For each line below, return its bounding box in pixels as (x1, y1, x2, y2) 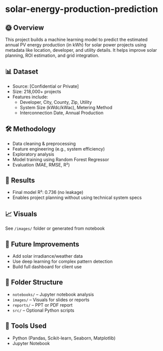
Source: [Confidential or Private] (12, 83, 79, 89)
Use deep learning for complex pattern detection (12, 258, 113, 265)
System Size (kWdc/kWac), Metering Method (19, 104, 113, 110)
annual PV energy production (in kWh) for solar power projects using (5, 42, 147, 48)
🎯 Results (5, 176, 35, 185)
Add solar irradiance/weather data (12, 253, 83, 259)
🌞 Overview (5, 23, 44, 32)
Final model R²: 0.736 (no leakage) (12, 189, 84, 195)
